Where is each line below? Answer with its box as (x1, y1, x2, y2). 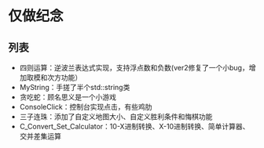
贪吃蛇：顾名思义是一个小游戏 (19, 92, 116, 102)
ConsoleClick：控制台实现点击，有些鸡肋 (19, 103, 152, 111)
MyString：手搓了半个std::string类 (19, 83, 130, 92)
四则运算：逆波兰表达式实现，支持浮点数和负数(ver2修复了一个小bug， (19, 63, 249, 72)
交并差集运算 (19, 132, 61, 141)
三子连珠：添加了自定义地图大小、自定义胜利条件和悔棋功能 (19, 112, 213, 121)
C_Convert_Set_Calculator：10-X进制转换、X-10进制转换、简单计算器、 (19, 122, 250, 131)
